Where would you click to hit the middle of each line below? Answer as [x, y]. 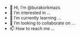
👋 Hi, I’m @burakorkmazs [35, 8]
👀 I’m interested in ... [30, 13]
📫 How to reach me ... [32, 28]
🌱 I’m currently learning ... [35, 18]
